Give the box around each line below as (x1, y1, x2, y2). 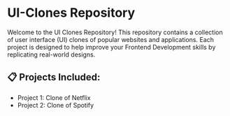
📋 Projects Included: (7, 71, 101, 83)
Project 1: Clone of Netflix (17, 93, 91, 102)
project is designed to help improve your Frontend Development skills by (7, 43, 216, 51)
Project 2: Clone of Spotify (17, 101, 94, 109)
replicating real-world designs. (7, 50, 96, 59)
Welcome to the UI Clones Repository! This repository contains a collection (7, 28, 223, 36)
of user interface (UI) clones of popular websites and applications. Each (7, 35, 215, 43)
